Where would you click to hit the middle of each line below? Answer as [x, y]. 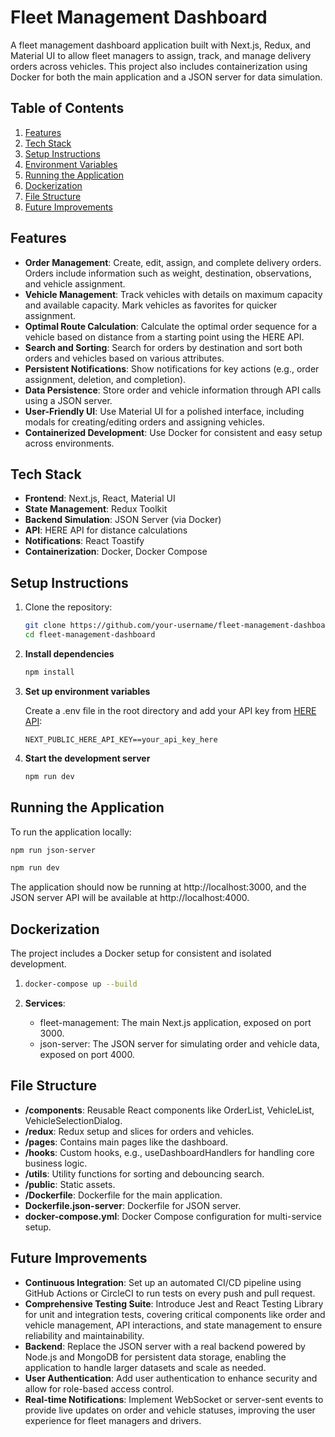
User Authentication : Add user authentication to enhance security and [171, 1378]
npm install [49, 672]
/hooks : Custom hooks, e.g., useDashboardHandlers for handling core [169, 1152]
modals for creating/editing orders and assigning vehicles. [144, 422]
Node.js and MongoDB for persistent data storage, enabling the [155, 1357]
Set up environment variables [87, 691]
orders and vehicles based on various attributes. [124, 358]
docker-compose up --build [81, 984]
